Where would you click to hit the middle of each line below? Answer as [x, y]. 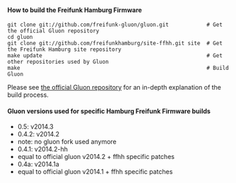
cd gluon [20, 37]
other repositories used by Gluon [58, 62]
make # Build [118, 68]
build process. [28, 95]
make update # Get [115, 56]
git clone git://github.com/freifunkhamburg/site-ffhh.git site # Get [115, 43]
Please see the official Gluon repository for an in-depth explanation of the [114, 88]
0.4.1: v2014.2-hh [43, 149]
